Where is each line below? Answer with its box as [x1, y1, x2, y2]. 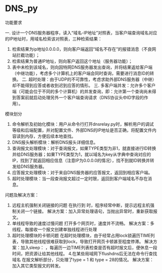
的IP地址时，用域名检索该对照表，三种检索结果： [5, 36, 103, 42]
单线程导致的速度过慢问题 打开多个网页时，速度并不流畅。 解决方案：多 [12, 220, 155, 226]
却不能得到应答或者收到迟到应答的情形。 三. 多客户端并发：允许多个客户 [12, 82, 156, 88]
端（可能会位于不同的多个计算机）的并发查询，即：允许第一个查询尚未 [12, 88, 152, 94]
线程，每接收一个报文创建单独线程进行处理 [12, 226, 97, 232]
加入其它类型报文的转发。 [12, 262, 63, 269]
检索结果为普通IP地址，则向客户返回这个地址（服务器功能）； [12, 58, 133, 64]
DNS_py [5, 3, 38, 14]
